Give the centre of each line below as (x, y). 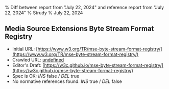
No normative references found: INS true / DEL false (67, 81)
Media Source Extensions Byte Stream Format (79, 29)
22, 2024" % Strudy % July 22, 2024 (44, 13)
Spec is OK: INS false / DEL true (46, 76)
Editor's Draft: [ (28, 65)
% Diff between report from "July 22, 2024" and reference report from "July (84, 7)
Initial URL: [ (25, 49)
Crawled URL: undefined (38, 60)
